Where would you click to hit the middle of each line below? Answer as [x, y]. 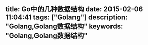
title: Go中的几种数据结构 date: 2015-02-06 [74, 9]
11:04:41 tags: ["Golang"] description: [66, 17]
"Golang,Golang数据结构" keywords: [64, 27]
